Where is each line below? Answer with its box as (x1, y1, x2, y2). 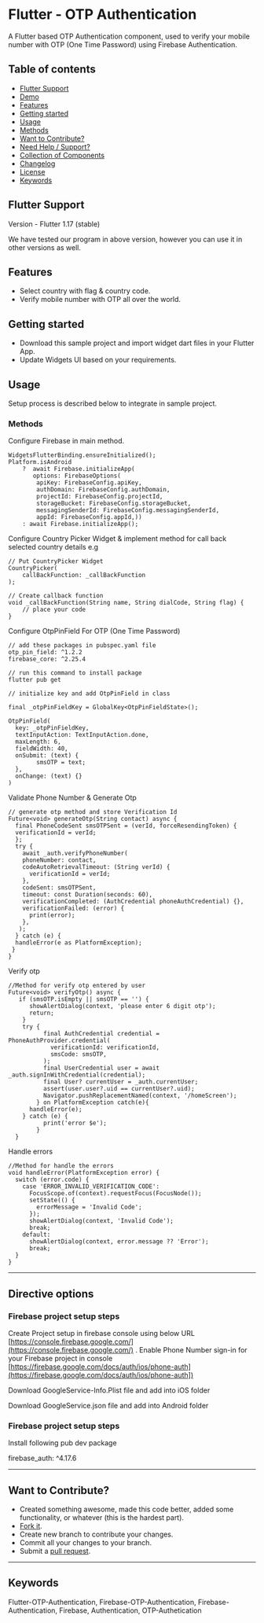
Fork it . (19, 1522, 43, 1531)
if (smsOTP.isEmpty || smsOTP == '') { (18, 996, 149, 1003)
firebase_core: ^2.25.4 (8, 655, 86, 664)
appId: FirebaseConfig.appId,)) (36, 513, 143, 521)
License (19, 167, 46, 176)
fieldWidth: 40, (15, 745, 68, 753)
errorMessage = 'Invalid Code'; (36, 1203, 143, 1212)
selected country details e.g (8, 543, 99, 552)
